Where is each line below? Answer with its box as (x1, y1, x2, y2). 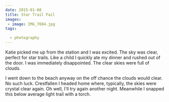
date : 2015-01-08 (5, 7, 42, 13)
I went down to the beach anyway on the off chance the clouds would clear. (5, 75, 163, 81)
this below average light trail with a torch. (5, 91, 91, 97)
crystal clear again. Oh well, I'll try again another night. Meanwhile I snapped (5, 86, 164, 91)
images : (5, 17, 22, 22)
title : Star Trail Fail (5, 12, 55, 17)
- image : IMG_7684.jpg (7, 21, 55, 27)
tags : (5, 26, 17, 31)
